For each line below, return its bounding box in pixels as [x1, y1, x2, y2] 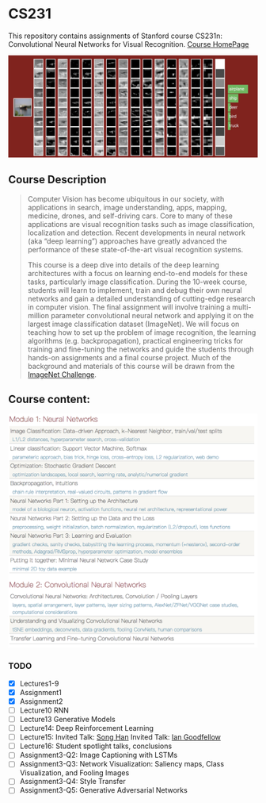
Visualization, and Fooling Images [19, 768, 130, 778]
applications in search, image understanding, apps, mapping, [27, 202, 227, 212]
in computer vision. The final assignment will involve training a [27, 302, 231, 312]
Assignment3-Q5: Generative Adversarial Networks [19, 786, 188, 795]
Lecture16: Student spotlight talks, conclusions [19, 741, 173, 751]
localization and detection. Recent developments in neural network [27, 228, 245, 237]
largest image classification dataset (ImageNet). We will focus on [27, 319, 240, 328]
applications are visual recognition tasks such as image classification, [27, 219, 255, 229]
